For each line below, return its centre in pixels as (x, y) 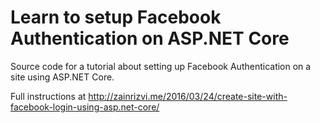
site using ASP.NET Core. (62, 77)
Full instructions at (48, 96)
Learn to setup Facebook (116, 17)
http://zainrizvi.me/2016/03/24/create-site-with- (188, 96)
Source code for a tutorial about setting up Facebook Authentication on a (161, 66)
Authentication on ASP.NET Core (150, 38)
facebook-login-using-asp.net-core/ (85, 107)
